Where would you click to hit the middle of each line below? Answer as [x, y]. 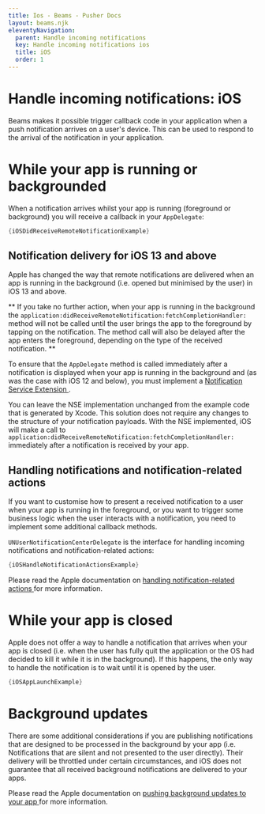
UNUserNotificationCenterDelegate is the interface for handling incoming [126, 542]
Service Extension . [39, 389]
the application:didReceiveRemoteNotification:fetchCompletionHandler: [127, 315]
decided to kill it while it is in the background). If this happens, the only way [131, 659]
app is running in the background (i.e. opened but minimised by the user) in [131, 283]
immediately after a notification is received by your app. [99, 445]
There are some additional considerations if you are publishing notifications [131, 736]
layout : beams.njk [38, 23]
